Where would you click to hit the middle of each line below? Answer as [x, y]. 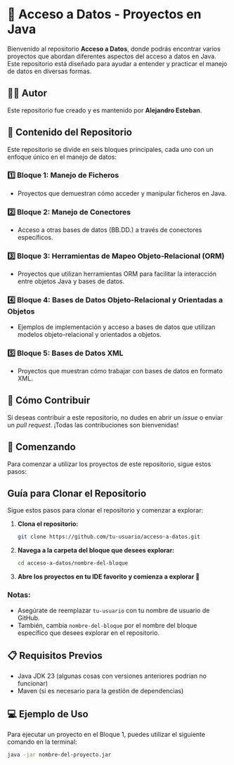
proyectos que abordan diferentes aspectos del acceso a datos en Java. [112, 56]
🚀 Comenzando [41, 447]
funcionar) [32, 683]
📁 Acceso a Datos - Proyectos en [104, 14]
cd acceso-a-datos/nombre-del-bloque [73, 563]
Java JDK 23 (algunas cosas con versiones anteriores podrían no [112, 676]
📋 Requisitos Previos [55, 656]
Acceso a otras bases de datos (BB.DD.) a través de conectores [110, 230]
